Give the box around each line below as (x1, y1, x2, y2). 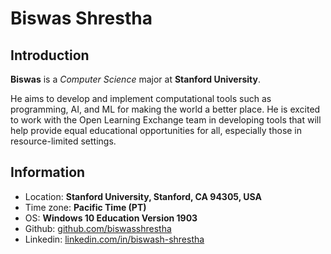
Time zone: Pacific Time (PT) (24, 201, 147, 213)
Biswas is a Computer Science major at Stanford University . (10, 73, 261, 85)
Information (10, 164, 86, 181)
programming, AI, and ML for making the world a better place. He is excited (10, 103, 321, 115)
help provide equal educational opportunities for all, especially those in (10, 125, 303, 136)
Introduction (10, 47, 90, 64)
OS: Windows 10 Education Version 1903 (24, 212, 198, 224)
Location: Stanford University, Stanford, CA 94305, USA (24, 190, 262, 202)
